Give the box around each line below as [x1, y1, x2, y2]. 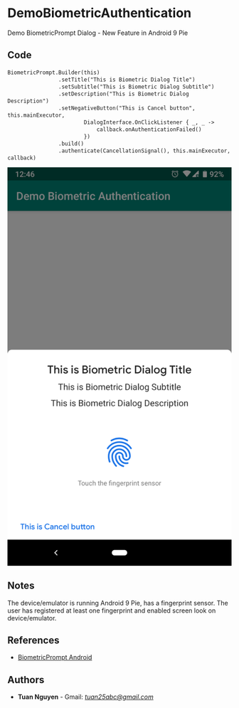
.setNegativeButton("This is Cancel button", [58, 105, 196, 112]
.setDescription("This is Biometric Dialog [58, 90, 190, 97]
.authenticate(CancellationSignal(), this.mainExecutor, [58, 147, 231, 154]
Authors [7, 674, 45, 686]
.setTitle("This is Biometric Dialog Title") [58, 76, 196, 83]
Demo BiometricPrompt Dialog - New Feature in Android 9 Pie [7, 28, 188, 37]
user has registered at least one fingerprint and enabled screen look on [7, 606, 216, 615]
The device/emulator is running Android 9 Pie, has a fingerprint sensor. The [7, 598, 229, 607]
